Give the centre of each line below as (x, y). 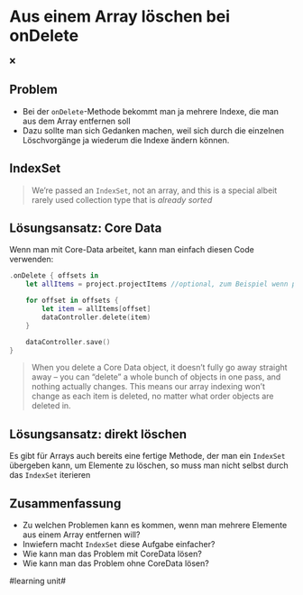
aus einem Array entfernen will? (81, 535)
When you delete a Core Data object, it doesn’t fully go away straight (159, 368)
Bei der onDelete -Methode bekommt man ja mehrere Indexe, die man (151, 111)
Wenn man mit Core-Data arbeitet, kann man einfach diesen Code (132, 250)
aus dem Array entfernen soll (76, 121)
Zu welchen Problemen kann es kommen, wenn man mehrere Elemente (155, 525)
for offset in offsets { (72, 301)
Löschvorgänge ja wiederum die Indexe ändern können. (126, 140)
